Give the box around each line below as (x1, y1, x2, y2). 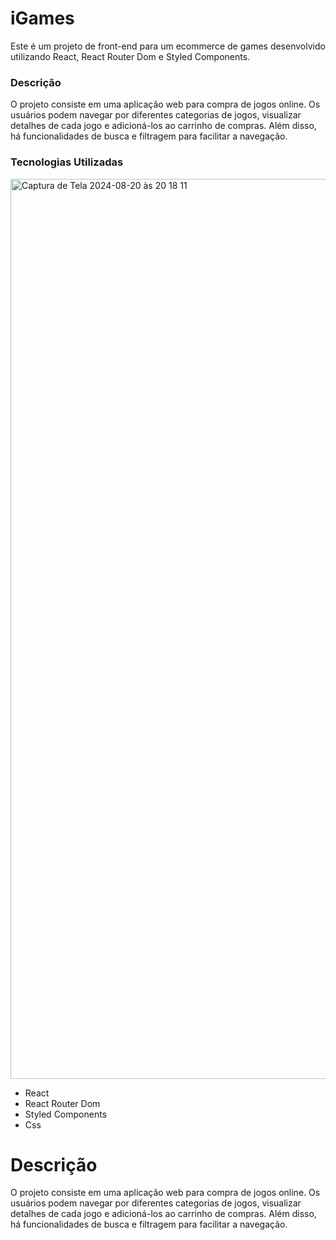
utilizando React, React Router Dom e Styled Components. (10, 50, 251, 62)
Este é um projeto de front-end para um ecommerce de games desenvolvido (10, 40, 326, 52)
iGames (10, 7, 75, 30)
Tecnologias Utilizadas (10, 155, 124, 169)
